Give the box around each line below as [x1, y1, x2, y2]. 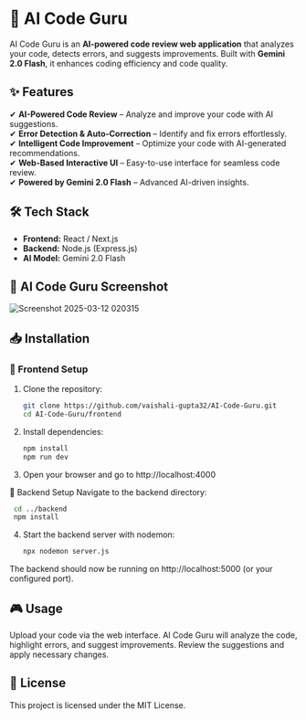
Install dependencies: [22, 426, 104, 437]
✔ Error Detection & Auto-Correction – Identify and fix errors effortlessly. [9, 128, 288, 139]
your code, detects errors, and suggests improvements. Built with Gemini [9, 48, 286, 58]
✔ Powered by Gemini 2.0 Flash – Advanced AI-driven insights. [9, 176, 249, 187]
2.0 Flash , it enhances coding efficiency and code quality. [9, 58, 228, 69]
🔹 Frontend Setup [9, 363, 89, 376]
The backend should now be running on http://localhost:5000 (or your [9, 564, 273, 575]
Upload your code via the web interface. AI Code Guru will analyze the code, [9, 630, 298, 641]
